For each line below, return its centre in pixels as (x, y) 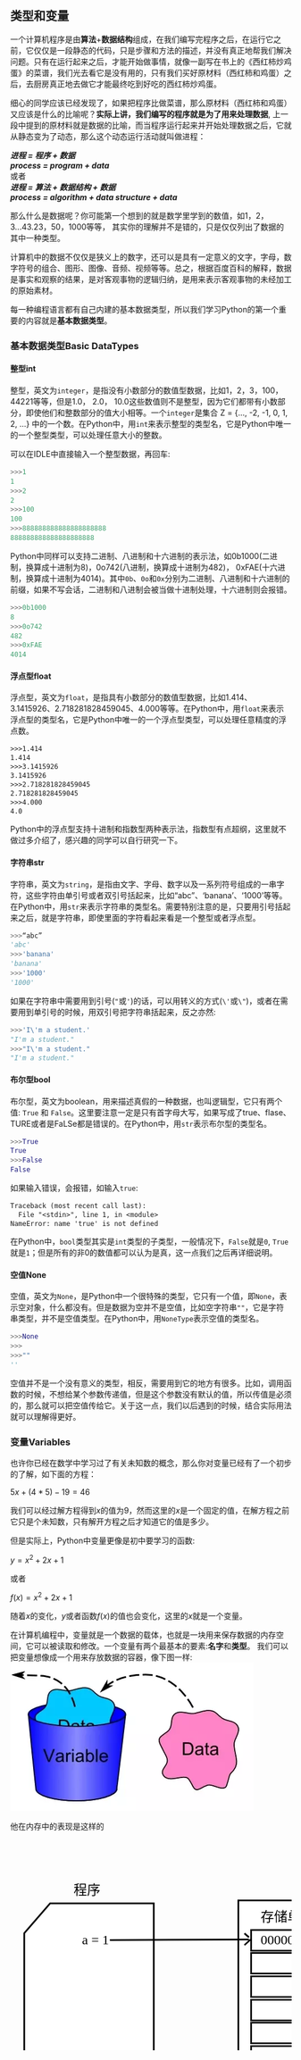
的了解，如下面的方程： (53, 1474)
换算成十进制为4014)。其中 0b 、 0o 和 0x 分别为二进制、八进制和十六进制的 (158, 578)
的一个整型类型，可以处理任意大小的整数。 (88, 435)
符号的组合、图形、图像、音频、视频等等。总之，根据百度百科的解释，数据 (155, 268)
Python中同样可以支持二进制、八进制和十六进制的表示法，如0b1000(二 (140, 555)
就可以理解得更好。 (46, 1416)
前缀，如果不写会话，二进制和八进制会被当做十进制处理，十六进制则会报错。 (151, 589)
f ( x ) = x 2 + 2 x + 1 (41, 1597)
